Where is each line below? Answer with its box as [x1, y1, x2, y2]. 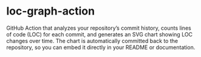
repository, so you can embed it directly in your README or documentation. [6, 44, 196, 51]
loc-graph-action [6, 4, 95, 18]
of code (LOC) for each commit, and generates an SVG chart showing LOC [6, 30, 193, 38]
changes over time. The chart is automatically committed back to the [6, 37, 178, 44]
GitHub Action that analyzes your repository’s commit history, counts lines [6, 24, 191, 32]
